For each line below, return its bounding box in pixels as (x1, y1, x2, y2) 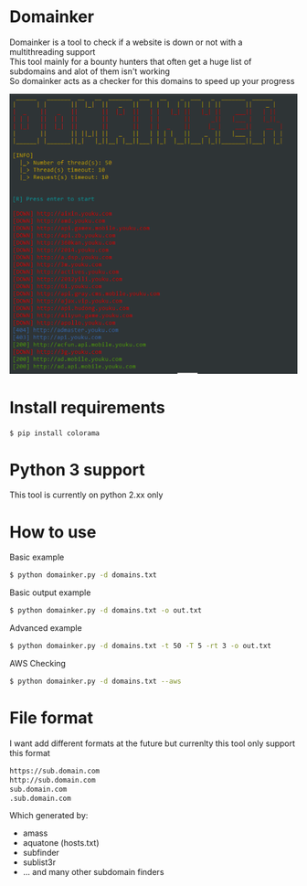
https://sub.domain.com (9, 766, 101, 775)
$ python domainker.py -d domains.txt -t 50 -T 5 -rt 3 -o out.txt (9, 642, 272, 651)
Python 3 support (9, 459, 145, 480)
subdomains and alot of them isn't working (9, 66, 171, 77)
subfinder (22, 847, 59, 858)
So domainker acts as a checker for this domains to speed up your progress (9, 75, 295, 86)
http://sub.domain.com (9, 775, 96, 785)
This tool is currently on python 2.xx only (9, 489, 164, 500)
